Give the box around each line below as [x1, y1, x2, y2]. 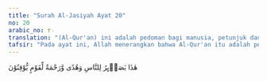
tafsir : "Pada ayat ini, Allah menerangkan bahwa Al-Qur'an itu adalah [8, 41, 250, 49]
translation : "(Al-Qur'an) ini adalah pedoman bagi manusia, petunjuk [8, 33, 247, 42]
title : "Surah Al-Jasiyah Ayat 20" [8, 11, 126, 20]
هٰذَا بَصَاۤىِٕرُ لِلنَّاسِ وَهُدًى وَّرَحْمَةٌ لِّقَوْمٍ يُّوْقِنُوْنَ [8, 62, 137, 72]
